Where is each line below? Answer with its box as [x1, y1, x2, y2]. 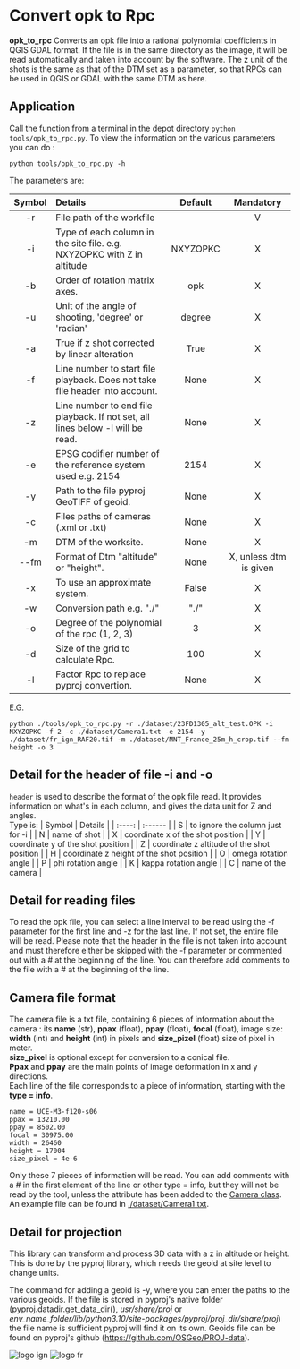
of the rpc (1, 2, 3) [54, 628, 134, 640]
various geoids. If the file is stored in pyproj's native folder [9, 1295, 223, 1305]
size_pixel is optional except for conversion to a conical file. [9, 1052, 230, 1063]
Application [9, 99, 76, 115]
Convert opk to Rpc [9, 5, 155, 26]
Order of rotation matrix [54, 274, 154, 287]
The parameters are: [9, 175, 85, 185]
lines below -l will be [54, 422, 143, 434]
